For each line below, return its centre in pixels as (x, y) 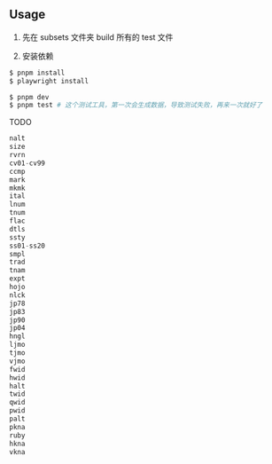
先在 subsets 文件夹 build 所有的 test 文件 (97, 37)
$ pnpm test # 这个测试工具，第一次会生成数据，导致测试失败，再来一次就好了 (136, 106)
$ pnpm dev (29, 97)
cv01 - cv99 (27, 163)
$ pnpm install (37, 73)
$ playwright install (49, 81)
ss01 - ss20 (27, 246)
